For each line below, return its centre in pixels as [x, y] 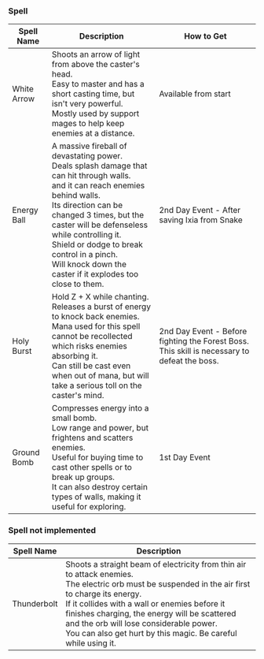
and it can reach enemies [98, 185]
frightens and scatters [92, 437]
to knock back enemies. [95, 317]
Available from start [195, 94]
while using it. [91, 642]
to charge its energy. [104, 594]
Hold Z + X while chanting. [100, 297]
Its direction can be [87, 205]
